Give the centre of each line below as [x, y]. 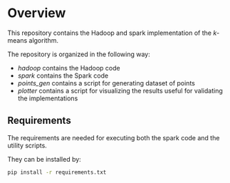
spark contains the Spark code [63, 75]
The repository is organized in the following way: [79, 54]
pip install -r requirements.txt [57, 172]
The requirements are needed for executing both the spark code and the [114, 137]
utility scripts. [27, 145]
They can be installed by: [45, 159]
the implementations [48, 98]
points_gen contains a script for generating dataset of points [106, 83]
